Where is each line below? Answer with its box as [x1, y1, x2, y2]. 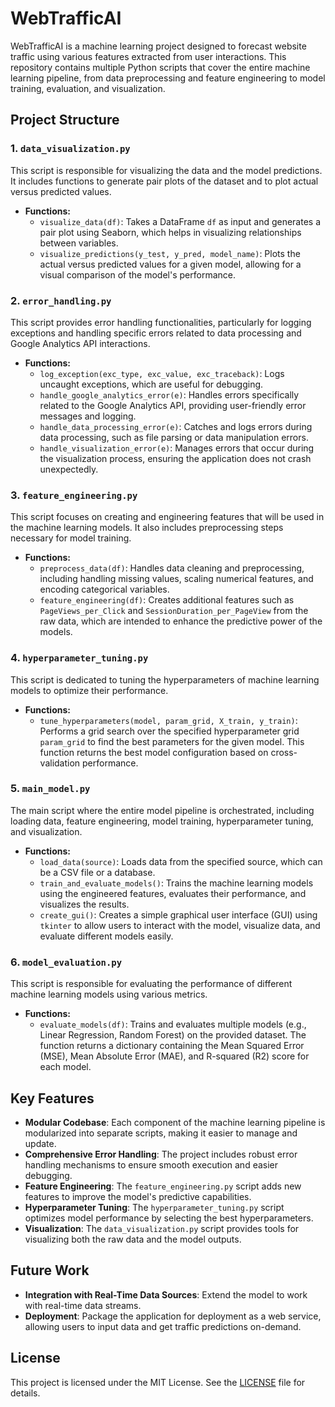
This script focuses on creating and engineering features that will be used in [10, 511, 325, 523]
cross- [270, 746, 298, 758]
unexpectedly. [39, 463, 99, 475]
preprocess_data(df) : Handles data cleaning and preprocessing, [39, 562, 305, 574]
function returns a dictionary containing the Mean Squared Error [39, 1040, 305, 1052]
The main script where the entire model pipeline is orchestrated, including [10, 804, 315, 816]
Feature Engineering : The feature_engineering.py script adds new [24, 1180, 302, 1192]
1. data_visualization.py [10, 142, 131, 156]
